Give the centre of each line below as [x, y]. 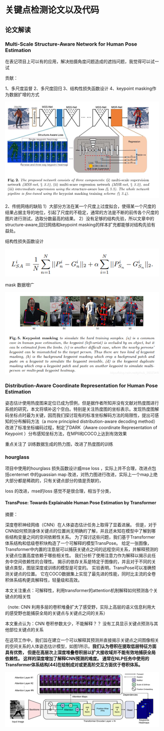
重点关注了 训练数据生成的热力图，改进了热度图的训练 [59, 444]
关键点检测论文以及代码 [52, 10]
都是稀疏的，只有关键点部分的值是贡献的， [61, 481]
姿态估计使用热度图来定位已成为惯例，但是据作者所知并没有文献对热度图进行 [82, 403]
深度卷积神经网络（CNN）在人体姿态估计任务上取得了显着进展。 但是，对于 [81, 525]
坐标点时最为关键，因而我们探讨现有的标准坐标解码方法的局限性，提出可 [82, 415]
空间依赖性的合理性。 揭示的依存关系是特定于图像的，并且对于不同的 [82, 561]
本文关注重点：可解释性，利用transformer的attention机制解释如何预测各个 [79, 590]
